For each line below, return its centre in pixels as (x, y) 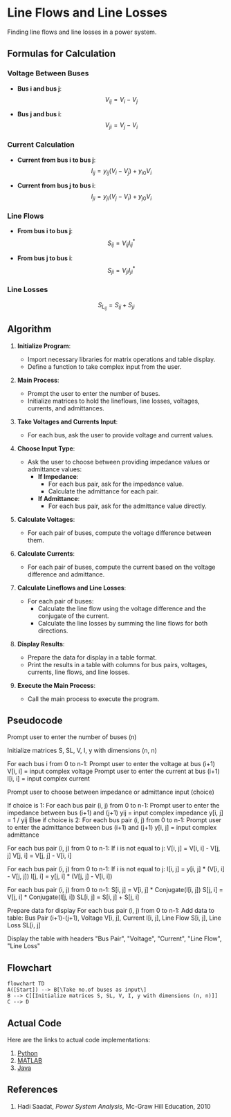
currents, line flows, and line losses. (78, 672)
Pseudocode (35, 720)
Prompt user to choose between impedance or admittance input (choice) (111, 792)
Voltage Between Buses (48, 73)
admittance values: (55, 469)
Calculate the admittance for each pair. (103, 491)
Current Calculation (41, 145)
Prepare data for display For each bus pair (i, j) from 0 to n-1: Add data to (111, 911)
